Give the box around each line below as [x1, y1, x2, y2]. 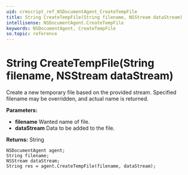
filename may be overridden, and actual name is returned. [6, 95, 149, 102]
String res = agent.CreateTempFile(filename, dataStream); [6, 163, 156, 170]
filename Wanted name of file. [14, 118, 90, 126]
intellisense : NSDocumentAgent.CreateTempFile [6, 20, 124, 26]
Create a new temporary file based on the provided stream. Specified [6, 89, 177, 96]
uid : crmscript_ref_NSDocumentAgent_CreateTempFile [6, 8, 137, 15]
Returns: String [6, 136, 45, 143]
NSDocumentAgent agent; [6, 148, 66, 154]
